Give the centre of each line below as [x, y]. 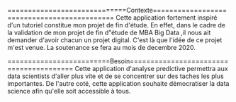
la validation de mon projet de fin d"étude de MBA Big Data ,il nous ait [109, 32]
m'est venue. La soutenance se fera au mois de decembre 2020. [102, 47]
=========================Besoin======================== [118, 61]
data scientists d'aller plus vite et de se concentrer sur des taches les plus [116, 76]
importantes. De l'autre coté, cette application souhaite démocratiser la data [118, 83]
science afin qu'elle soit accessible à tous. [69, 91]
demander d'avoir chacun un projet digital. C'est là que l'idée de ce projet [115, 40]
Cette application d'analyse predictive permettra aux [151, 69]
